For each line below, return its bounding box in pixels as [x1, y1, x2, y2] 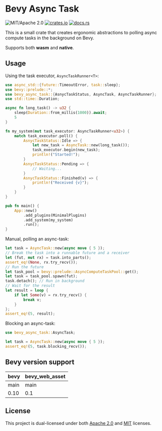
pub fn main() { [5, 203, 39, 208]
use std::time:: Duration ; [5, 96, 60, 101]
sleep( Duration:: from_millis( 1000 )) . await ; [14, 110, 107, 115]
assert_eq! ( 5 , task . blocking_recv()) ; [5, 344, 87, 349]
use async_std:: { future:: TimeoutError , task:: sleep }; [5, 82, 121, 87]
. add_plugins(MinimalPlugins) [23, 213, 87, 218]
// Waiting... [32, 166, 62, 171]
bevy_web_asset [25, 373, 66, 380]
